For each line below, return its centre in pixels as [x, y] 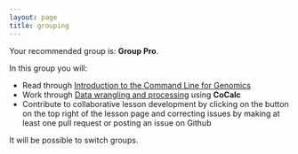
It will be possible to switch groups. [74, 140]
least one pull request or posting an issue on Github [117, 123]
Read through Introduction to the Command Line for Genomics [137, 85]
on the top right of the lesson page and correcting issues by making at [151, 113]
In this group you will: [48, 68]
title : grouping [39, 26]
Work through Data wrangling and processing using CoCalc [132, 95]
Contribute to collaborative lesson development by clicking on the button [155, 104]
